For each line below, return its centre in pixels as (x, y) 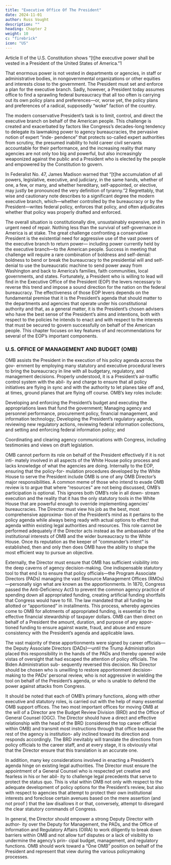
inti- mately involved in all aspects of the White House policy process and (82, 460)
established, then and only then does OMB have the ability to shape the (80, 547)
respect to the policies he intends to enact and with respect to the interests (84, 319)
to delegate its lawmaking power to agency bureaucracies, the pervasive (82, 132)
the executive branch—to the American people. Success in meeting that (81, 249)
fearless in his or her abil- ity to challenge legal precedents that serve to (81, 777)
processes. (17, 857)
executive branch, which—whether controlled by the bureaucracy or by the (84, 201)
